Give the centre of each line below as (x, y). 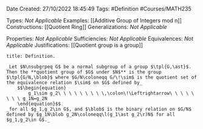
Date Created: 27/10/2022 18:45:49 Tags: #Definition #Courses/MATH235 (99, 9)
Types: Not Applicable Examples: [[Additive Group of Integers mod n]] (94, 20)
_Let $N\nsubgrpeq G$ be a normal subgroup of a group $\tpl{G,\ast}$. (99, 67)
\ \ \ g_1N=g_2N (27, 99)
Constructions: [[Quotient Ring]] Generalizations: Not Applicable (87, 27)
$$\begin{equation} (42, 88)
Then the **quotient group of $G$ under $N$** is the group (84, 72)
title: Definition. (31, 56)
